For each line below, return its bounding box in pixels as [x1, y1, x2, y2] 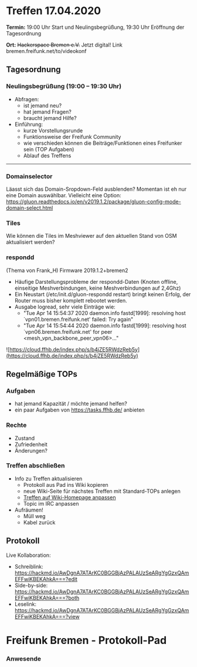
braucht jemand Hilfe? [23, 114, 77, 121]
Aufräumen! [14, 506, 44, 513]
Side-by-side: [14, 582, 48, 589]
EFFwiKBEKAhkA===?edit [14, 575, 78, 582]
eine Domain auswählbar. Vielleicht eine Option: [6, 191, 121, 198]
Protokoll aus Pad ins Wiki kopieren [23, 481, 108, 488]
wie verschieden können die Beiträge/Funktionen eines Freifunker [23, 140, 183, 147]
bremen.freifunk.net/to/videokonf [6, 47, 87, 54]
